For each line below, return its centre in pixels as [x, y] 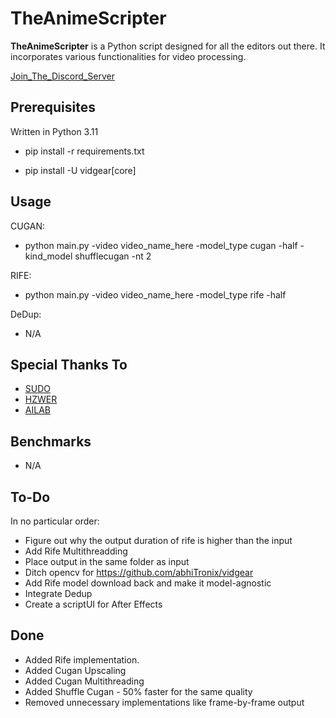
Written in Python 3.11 [54, 131]
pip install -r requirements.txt [84, 151]
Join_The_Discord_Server [62, 76]
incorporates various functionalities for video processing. [128, 56]
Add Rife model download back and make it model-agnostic [148, 583]
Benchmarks [51, 441]
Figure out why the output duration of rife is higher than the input [158, 540]
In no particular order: [55, 521]
